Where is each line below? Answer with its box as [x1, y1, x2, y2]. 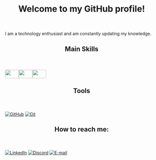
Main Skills [65, 45, 99, 53]
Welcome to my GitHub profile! [18, 3, 145, 15]
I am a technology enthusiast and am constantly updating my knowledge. [5, 31, 152, 37]
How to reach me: [54, 125, 109, 134]
